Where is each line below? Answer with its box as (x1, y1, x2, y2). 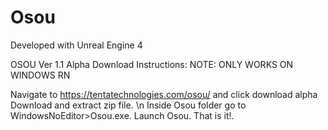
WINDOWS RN (10, 69, 71, 81)
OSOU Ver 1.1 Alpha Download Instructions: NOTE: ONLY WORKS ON (10, 58, 294, 70)
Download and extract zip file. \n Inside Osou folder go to (10, 99, 247, 111)
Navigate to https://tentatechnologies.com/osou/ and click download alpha (10, 88, 318, 100)
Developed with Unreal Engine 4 (10, 39, 143, 51)
